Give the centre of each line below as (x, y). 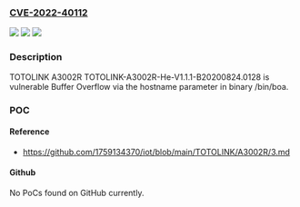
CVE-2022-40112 (49, 13)
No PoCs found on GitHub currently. (77, 192)
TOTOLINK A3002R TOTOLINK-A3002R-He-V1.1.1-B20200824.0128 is (140, 77)
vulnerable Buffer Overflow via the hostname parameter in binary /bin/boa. (149, 86)
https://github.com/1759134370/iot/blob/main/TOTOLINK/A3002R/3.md (156, 152)
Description (36, 57)
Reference (30, 132)
